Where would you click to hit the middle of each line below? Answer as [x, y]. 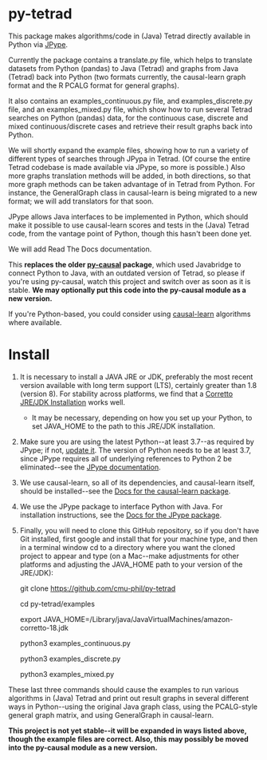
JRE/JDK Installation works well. [73, 402]
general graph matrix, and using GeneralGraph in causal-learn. [111, 714]
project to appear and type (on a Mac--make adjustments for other [129, 556]
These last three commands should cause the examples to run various [124, 689]
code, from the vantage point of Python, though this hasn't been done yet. [130, 233]
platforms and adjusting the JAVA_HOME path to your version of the [131, 564]
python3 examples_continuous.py [75, 643]
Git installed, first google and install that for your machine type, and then [138, 539]
